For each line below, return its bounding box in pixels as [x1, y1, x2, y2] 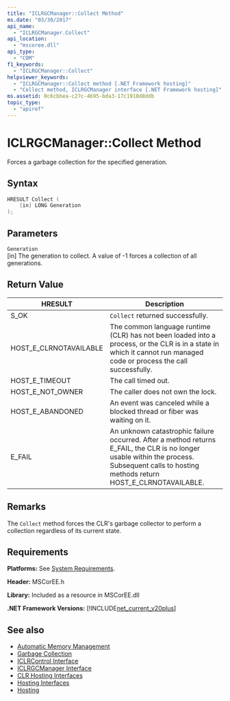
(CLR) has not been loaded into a [110, 330, 216, 340]
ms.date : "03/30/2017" [7, 16, 72, 23]
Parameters [7, 227, 58, 239]
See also [7, 624, 44, 636]
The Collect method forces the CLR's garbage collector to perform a [7, 519, 202, 528]
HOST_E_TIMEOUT [10, 376, 71, 385]
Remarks [7, 501, 47, 513]
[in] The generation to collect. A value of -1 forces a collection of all [7, 251, 197, 260]
